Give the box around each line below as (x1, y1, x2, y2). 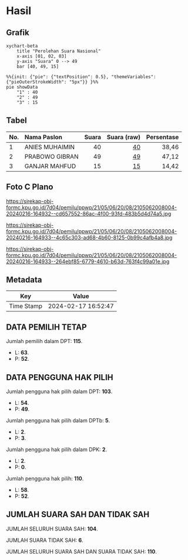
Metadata (6, 275, 42, 285)
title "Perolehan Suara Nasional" (16, 48, 101, 54)
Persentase (146, 133, 179, 141)
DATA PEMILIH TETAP (6, 322, 87, 332)
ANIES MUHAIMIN (24, 143, 75, 151)
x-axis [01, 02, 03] (16, 53, 67, 59)
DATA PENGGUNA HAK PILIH (6, 372, 113, 383)
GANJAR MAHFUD (24, 162, 76, 170)
